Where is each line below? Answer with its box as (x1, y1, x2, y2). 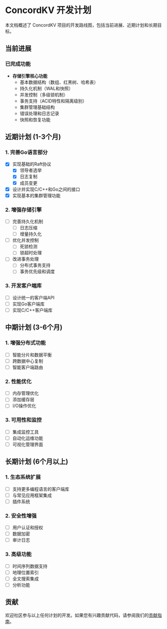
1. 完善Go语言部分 (5, 148, 48, 155)
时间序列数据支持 (12, 563, 48, 569)
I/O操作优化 (12, 403, 36, 409)
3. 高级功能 (5, 551, 32, 558)
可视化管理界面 (12, 441, 43, 447)
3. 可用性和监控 (5, 417, 42, 424)
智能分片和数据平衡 (12, 352, 52, 358)
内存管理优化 (12, 390, 39, 396)
